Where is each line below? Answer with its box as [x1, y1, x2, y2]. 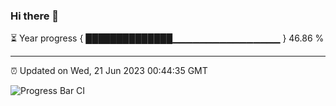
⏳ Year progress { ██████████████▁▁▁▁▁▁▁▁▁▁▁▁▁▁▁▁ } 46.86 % [10, 32, 325, 44]
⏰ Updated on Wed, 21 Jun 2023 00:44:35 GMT [10, 65, 208, 77]
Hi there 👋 [10, 9, 60, 23]
